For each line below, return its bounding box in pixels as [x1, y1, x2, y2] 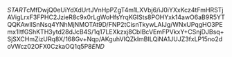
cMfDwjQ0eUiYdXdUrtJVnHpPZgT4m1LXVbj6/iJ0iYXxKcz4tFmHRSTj [26, 6, 224, 14]
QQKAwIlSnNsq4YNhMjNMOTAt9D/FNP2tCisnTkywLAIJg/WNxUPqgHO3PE [7, 21, 223, 28]
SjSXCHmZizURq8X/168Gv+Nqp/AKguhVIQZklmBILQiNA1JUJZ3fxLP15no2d [7, 35, 223, 43]
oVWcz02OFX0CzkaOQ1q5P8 [7, 43, 92, 50]
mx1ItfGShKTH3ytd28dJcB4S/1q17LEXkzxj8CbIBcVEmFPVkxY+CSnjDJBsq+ [7, 27, 224, 36]
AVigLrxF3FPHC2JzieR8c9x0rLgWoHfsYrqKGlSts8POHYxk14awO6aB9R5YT [7, 13, 225, 21]
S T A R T [7, 6, 27, 14]
